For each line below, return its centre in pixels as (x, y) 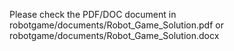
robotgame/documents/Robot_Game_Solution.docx (114, 35)
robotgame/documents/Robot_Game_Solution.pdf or (116, 25)
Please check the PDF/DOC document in (93, 14)
